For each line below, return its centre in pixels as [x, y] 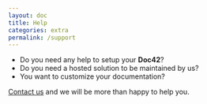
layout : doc [28, 15]
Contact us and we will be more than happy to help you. [99, 92]
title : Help [28, 23]
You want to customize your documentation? [92, 76]
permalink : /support [42, 37]
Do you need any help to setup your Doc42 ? [92, 60]
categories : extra [38, 30]
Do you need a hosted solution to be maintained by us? [109, 69]
